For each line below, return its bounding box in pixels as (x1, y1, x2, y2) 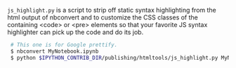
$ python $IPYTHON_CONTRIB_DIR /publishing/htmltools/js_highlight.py (10, 54, 218, 61)
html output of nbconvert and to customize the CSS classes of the (7, 13, 198, 22)
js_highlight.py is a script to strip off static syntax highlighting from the (7, 6, 216, 14)
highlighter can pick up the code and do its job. (7, 28, 144, 36)
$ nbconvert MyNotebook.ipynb (10, 48, 99, 55)
